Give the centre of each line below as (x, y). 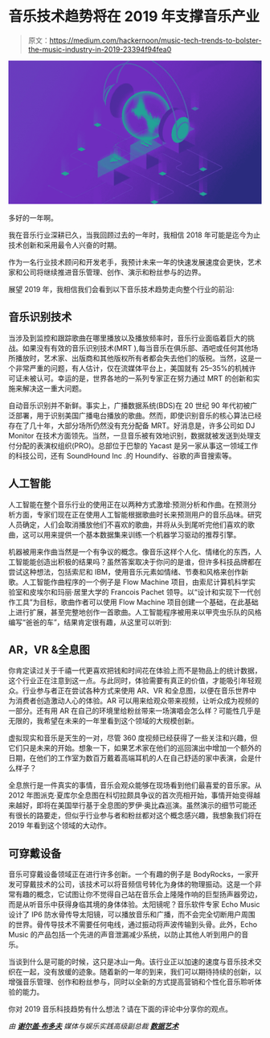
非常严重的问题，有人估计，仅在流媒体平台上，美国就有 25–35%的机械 (132, 368)
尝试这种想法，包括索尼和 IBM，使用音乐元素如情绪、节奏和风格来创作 (125, 571)
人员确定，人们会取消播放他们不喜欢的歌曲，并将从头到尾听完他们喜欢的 (128, 525)
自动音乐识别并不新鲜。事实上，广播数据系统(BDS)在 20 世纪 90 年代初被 (129, 405)
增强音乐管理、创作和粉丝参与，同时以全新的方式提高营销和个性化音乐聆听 (131, 982)
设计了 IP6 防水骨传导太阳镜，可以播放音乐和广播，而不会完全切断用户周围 (132, 915)
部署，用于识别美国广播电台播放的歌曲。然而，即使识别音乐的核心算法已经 (138, 415)
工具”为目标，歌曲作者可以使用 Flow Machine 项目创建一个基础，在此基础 (137, 602)
